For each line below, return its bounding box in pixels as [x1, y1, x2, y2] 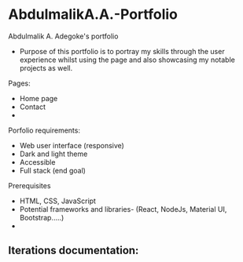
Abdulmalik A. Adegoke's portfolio [8, 31, 119, 41]
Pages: [8, 78, 31, 88]
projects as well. [19, 63, 73, 72]
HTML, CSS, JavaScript [19, 196, 97, 206]
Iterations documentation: [8, 244, 139, 257]
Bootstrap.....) [19, 213, 64, 222]
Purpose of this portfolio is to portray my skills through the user [19, 46, 226, 56]
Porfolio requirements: [8, 126, 81, 135]
